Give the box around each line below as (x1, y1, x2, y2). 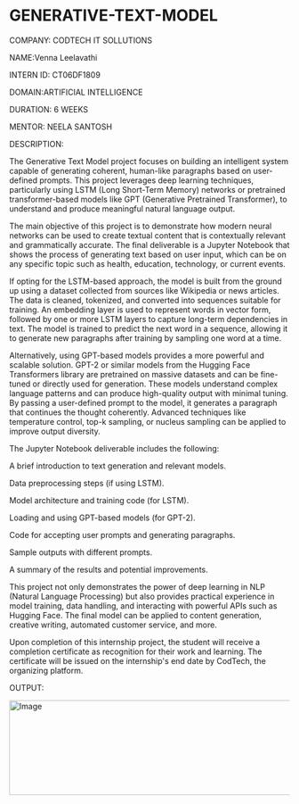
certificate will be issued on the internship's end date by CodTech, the (9, 655, 267, 666)
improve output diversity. (9, 426, 101, 436)
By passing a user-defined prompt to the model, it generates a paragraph (9, 397, 278, 408)
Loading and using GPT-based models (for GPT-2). (9, 512, 196, 523)
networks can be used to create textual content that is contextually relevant (9, 229, 287, 241)
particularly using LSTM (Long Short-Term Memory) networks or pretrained (9, 184, 287, 195)
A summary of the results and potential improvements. (9, 564, 209, 575)
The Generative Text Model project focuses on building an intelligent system (9, 155, 289, 166)
